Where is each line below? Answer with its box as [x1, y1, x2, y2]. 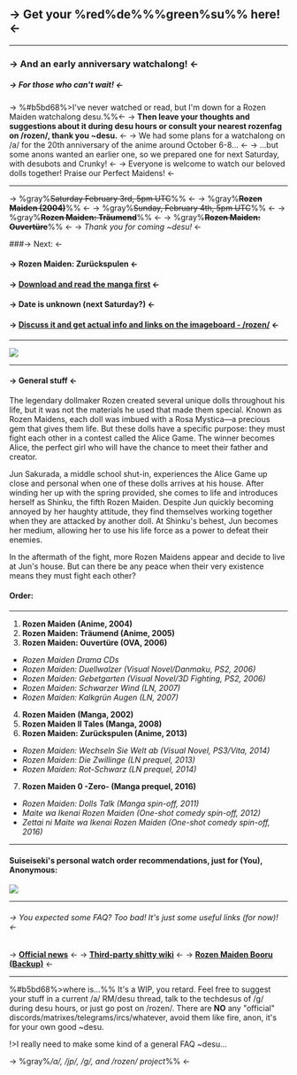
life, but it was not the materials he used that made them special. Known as [9, 404, 283, 415]
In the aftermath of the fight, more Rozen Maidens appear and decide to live [9, 551, 286, 562]
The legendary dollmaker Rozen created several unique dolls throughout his [9, 395, 286, 405]
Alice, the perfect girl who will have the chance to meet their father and [9, 442, 268, 452]
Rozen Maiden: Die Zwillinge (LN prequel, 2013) [21, 755, 196, 765]
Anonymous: [9, 864, 58, 875]
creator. [9, 451, 38, 462]
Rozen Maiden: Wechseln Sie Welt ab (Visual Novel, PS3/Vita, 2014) [21, 745, 270, 756]
